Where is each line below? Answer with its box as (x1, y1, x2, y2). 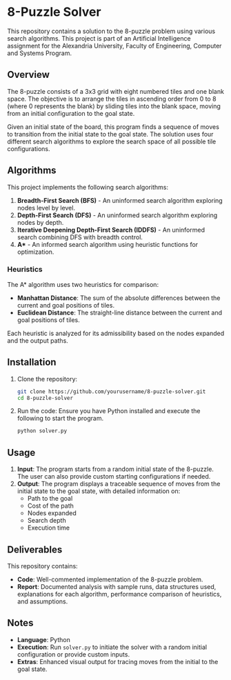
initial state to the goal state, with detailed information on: (17, 487, 181, 495)
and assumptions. (17, 597, 68, 606)
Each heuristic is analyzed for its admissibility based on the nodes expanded (7, 329, 225, 337)
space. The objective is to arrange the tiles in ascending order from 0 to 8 (7, 94, 217, 103)
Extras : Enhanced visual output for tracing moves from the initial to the (17, 657, 219, 666)
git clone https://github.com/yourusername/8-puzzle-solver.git (17, 388, 206, 395)
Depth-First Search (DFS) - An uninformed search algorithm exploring (17, 211, 218, 219)
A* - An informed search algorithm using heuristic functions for (17, 240, 199, 248)
